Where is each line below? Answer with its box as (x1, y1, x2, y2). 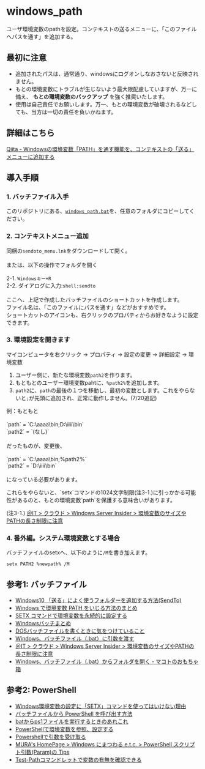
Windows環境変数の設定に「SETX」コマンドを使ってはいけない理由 (15, 702, 187, 710)
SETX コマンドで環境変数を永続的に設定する (15, 612, 127, 619)
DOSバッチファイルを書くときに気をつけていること (15, 627, 145, 634)
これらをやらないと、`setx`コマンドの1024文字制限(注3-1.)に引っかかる (6, 488, 185, 496)
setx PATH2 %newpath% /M (6, 561, 70, 567)
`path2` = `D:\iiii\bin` (6, 462, 57, 469)
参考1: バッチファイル (6, 579, 88, 590)
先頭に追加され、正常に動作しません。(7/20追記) (34, 394, 157, 401)
